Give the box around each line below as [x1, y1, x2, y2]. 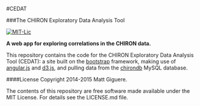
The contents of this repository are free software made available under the [6, 87, 190, 95]
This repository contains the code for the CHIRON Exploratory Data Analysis [6, 52, 194, 59]
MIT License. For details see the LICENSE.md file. [6, 94, 129, 101]
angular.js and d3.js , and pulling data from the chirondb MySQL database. [6, 64, 188, 71]
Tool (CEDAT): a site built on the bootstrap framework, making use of [6, 58, 177, 65]
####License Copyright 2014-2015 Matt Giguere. [6, 76, 128, 83]
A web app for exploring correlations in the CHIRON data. [6, 40, 151, 47]
